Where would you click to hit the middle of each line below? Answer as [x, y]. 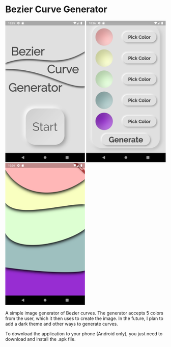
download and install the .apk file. [40, 339]
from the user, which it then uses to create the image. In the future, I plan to [84, 318]
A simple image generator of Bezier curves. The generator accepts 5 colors [84, 313]
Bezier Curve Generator [56, 9]
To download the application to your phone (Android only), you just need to [84, 333]
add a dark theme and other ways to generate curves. [62, 324]
